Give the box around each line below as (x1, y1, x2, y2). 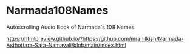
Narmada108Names (6, 4, 109, 17)
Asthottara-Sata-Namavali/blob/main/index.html (6, 41, 126, 49)
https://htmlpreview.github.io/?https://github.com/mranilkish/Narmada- (6, 35, 184, 42)
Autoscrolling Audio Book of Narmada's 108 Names (6, 23, 135, 31)
